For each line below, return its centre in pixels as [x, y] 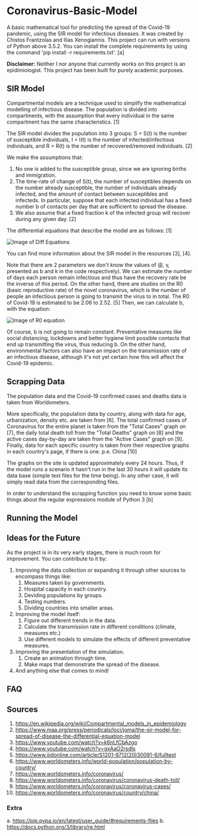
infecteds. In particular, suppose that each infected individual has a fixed [103, 200]
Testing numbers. [45, 601]
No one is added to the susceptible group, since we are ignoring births [101, 169]
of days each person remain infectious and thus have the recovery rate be [97, 277]
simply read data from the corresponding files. [63, 482]
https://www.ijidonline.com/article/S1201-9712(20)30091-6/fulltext [95, 754]
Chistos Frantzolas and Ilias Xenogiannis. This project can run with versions [98, 40]
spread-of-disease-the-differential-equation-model [77, 736]
